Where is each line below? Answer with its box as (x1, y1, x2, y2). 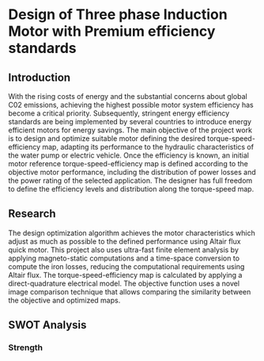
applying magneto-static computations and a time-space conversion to (8, 253, 239, 263)
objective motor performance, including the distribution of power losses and (8, 168, 257, 177)
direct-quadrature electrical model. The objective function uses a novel (8, 279, 239, 288)
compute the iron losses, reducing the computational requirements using (8, 261, 245, 271)
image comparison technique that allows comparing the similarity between (8, 287, 251, 296)
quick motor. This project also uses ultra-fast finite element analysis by (8, 245, 239, 254)
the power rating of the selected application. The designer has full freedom (8, 176, 253, 185)
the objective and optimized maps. (8, 295, 121, 305)
